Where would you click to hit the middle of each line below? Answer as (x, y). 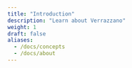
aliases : (20, 40)
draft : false (27, 34)
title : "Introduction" (41, 14)
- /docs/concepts (40, 47)
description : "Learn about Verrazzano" (67, 21)
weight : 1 (22, 27)
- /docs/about (35, 54)
